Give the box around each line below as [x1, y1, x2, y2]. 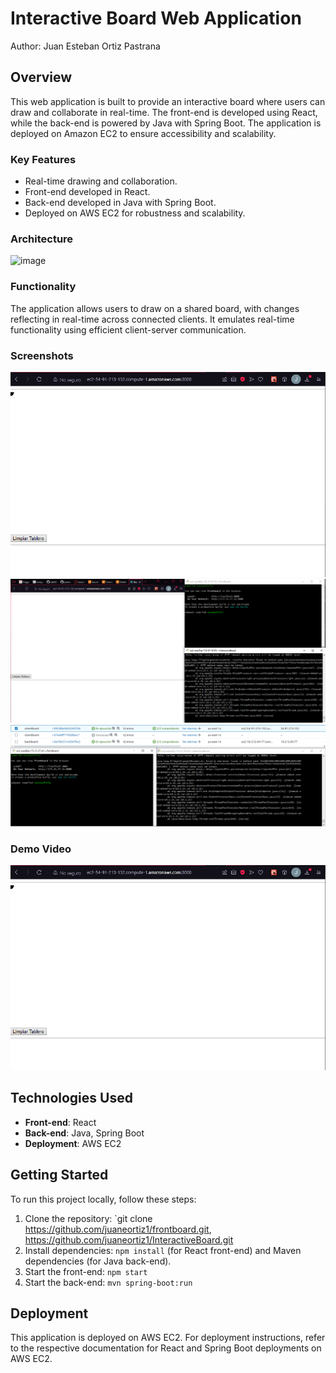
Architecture [10, 232, 74, 246]
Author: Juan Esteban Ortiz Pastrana [10, 40, 161, 52]
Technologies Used [10, 1090, 133, 1107]
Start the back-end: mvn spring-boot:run [24, 1276, 193, 1288]
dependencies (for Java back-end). [24, 1255, 172, 1267]
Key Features [10, 152, 77, 166]
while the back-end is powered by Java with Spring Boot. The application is [10, 117, 322, 129]
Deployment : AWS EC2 [24, 1137, 122, 1149]
